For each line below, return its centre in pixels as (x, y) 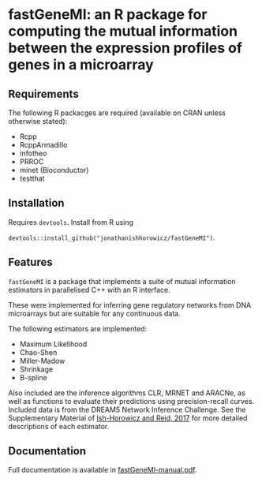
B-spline (33, 377)
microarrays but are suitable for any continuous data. (94, 313)
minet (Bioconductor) (54, 170)
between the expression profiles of (125, 48)
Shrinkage (36, 369)
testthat (32, 178)
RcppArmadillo (43, 145)
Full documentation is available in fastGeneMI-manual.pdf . (103, 470)
